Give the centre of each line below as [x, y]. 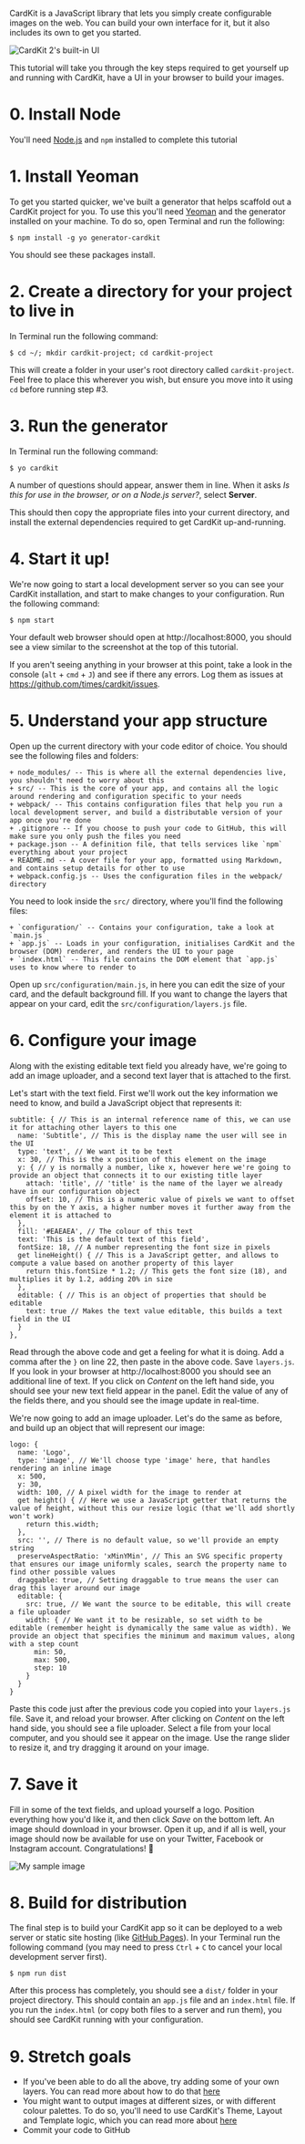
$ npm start [32, 620]
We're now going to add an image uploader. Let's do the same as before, [146, 1418]
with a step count [44, 1644]
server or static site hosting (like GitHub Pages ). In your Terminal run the [145, 1938]
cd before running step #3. [59, 389]
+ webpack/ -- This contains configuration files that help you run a [146, 804]
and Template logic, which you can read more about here [130, 2120]
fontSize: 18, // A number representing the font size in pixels [144, 1247]
